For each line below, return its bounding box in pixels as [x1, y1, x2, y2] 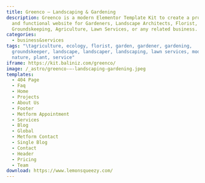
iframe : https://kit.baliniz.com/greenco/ [6, 60, 116, 66]
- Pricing [12, 156, 37, 162]
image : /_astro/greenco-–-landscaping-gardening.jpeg [6, 65, 146, 72]
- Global [12, 128, 34, 134]
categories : [6, 32, 37, 38]
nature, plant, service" [12, 54, 75, 60]
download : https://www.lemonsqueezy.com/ [6, 168, 113, 174]
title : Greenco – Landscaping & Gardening [6, 9, 116, 15]
